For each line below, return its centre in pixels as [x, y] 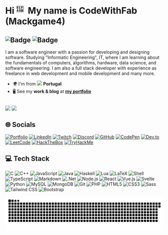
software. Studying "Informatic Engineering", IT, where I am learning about [82, 57]
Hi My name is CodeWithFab [71, 11]
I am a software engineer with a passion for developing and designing [77, 52]
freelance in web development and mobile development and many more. [80, 73]
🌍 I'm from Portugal [37, 84]
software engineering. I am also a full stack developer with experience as [81, 68]
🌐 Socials [21, 125]
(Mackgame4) [35, 21]
